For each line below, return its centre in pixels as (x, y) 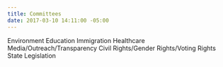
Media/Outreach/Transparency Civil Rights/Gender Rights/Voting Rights (111, 48)
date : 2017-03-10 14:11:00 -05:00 (58, 20)
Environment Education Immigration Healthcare (76, 40)
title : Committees (34, 14)
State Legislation (32, 55)
